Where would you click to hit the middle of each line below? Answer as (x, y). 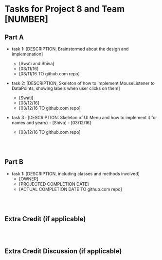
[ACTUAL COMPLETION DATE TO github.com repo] (70, 189)
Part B (14, 162)
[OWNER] (28, 179)
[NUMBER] (26, 19)
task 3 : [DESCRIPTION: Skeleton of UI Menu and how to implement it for (84, 117)
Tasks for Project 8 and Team (65, 9)
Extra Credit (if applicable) (45, 219)
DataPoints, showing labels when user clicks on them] (66, 88)
